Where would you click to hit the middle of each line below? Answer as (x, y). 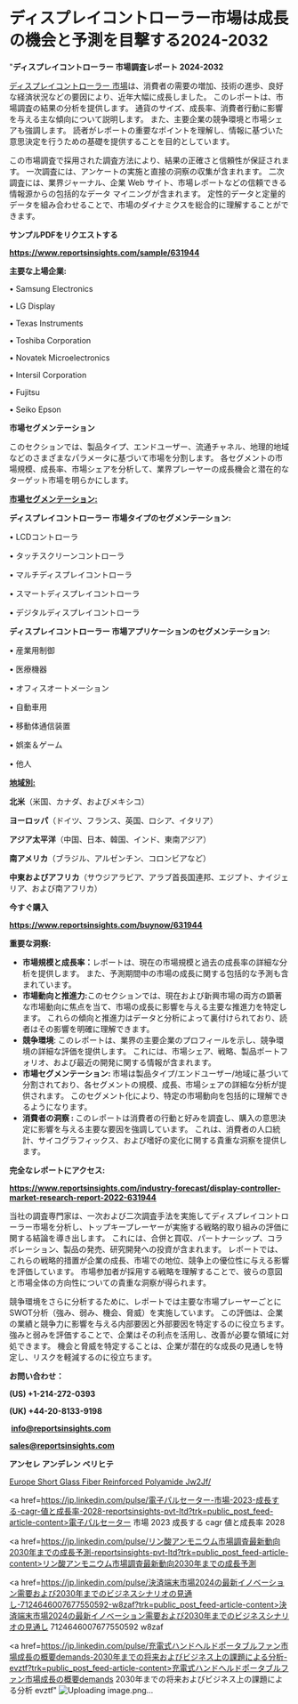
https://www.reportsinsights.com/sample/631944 (105, 252)
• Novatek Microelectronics (60, 358)
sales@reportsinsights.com (62, 1445)
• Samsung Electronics (51, 288)
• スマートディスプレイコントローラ (75, 594)
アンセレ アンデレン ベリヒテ (61, 1464)
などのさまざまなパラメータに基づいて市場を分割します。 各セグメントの (142, 457)
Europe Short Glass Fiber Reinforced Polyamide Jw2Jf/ (110, 1482)
